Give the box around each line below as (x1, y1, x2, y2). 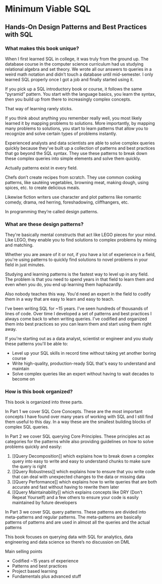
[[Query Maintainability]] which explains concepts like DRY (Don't (12, 489, 143, 495)
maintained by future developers (12, 499, 77, 506)
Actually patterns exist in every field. (5, 165, 78, 171)
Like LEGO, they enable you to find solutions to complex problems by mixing (5, 237, 157, 243)
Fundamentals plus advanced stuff (12, 573, 81, 579)
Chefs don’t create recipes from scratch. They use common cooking (5, 174, 141, 180)
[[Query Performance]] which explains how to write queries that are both (12, 479, 157, 485)
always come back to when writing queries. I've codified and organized (5, 316, 147, 322)
